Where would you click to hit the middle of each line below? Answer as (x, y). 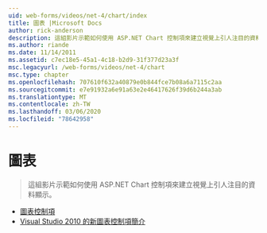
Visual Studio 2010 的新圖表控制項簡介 (82, 221)
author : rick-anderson (46, 30)
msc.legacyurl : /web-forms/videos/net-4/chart (87, 68)
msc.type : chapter (39, 75)
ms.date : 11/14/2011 (43, 52)
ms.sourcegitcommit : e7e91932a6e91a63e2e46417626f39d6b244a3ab (115, 89)
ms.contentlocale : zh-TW (49, 104)
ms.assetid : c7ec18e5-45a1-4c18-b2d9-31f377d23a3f (94, 60)
